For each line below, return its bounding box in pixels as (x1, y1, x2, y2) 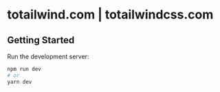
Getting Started (7, 34, 75, 46)
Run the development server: (7, 52, 89, 60)
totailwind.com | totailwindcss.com (7, 7, 214, 23)
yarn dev (7, 78, 32, 85)
